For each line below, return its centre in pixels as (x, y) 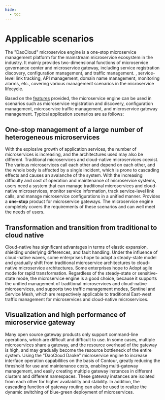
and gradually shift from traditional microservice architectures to (70, 263)
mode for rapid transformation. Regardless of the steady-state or (71, 273)
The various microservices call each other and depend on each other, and (80, 165)
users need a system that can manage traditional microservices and (74, 186)
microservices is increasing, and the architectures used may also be (74, 154)
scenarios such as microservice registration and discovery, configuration (79, 103)
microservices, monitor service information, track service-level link (86, 191)
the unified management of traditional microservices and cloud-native (76, 284)
